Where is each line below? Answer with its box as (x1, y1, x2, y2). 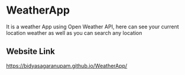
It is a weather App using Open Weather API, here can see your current (6, 23, 179, 30)
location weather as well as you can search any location (6, 29, 142, 36)
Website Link (6, 47, 55, 57)
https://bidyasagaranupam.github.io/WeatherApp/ (6, 62, 128, 69)
